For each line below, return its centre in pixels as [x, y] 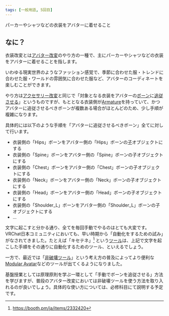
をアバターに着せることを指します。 [43, 61]
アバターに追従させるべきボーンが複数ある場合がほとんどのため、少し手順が [84, 108]
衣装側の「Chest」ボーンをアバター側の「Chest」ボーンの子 [75, 167]
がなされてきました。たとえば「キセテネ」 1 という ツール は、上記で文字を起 [83, 240]
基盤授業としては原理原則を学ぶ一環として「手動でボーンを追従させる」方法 [84, 275]
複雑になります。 [23, 114]
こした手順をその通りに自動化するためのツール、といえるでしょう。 [75, 247]
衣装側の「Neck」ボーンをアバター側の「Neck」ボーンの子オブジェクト [87, 180]
